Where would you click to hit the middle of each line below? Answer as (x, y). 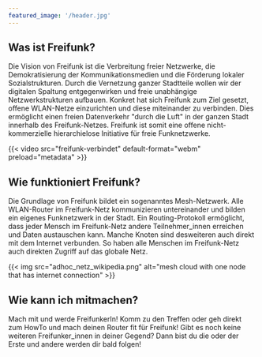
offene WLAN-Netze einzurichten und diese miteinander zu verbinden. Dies (131, 108)
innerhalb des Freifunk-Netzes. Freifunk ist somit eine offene (107, 125)
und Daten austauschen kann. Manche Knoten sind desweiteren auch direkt (131, 235)
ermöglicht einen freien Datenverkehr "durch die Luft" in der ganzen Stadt (129, 117)
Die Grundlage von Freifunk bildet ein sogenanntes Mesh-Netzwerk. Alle (126, 201)
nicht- (216, 125)
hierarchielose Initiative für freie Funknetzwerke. (132, 133)
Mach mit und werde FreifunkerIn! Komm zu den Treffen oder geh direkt (125, 319)
